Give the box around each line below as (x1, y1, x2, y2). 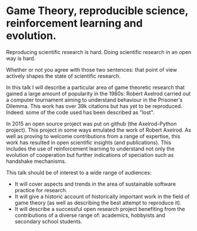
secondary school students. (14, 217, 82, 225)
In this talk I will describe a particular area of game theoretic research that (6, 83, 185, 91)
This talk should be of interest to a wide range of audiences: (6, 169, 152, 176)
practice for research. (14, 186, 68, 193)
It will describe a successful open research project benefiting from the (14, 205, 185, 212)
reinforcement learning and (6, 16, 143, 30)
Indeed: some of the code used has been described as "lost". (6, 109, 155, 116)
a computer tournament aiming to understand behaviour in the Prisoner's (6, 96, 183, 103)
